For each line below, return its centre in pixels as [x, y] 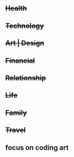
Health [16, 8]
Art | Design [25, 43]
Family [16, 113]
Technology [25, 26]
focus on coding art [37, 148]
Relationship [26, 78]
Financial [20, 61]
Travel [16, 130]
